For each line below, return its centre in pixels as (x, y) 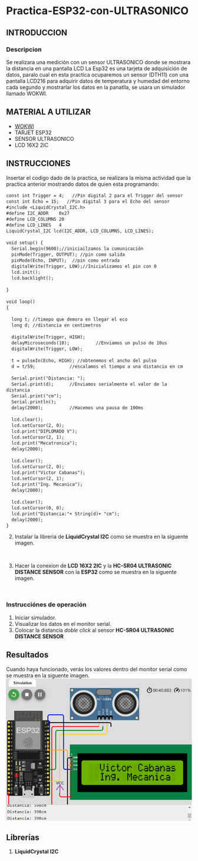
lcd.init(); (26, 272)
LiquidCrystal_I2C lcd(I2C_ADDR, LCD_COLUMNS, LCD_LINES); (80, 231)
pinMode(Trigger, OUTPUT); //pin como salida (68, 255)
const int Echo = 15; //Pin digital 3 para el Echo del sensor (88, 202)
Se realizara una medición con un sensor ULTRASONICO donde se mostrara (98, 62)
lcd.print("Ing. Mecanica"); (47, 484)
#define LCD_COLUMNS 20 (35, 219)
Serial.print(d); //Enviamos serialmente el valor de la (89, 384)
